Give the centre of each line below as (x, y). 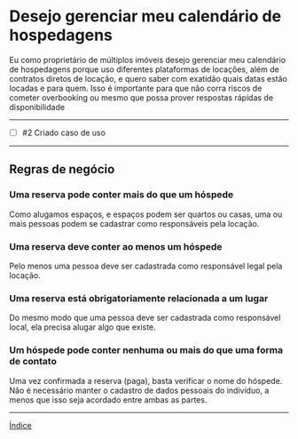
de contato (33, 362)
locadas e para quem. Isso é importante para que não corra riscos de (136, 88)
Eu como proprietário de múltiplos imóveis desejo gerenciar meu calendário (148, 60)
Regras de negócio (62, 169)
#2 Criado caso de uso (64, 132)
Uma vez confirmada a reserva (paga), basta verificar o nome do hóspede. (146, 380)
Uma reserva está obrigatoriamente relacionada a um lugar (139, 298)
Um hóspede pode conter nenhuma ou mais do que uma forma (146, 350)
